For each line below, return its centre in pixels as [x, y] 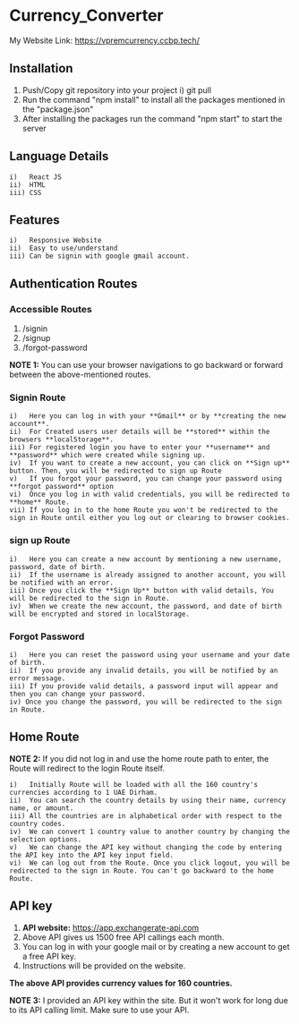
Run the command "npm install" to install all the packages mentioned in [154, 99]
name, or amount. [42, 808]
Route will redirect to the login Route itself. [87, 768]
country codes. [38, 823]
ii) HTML [28, 184]
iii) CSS [26, 192]
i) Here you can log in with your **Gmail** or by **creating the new [148, 416]
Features [34, 220]
